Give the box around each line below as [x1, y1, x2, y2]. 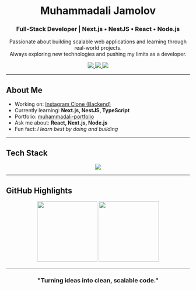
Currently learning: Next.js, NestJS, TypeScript [14, 107, 130, 114]
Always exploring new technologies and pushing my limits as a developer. [9, 51, 187, 58]
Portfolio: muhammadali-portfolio [14, 113, 94, 120]
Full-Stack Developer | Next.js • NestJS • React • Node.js [16, 25, 180, 33]
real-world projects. [74, 44, 122, 51]
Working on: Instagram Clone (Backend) [14, 101, 111, 108]
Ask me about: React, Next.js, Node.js [14, 119, 108, 126]
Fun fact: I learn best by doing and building [14, 126, 118, 133]
